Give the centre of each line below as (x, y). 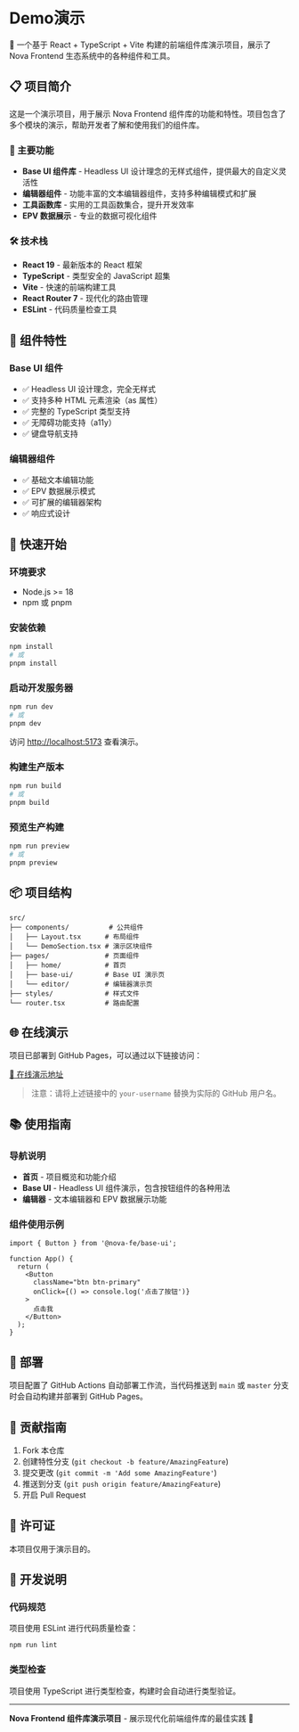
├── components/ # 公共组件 (77, 927)
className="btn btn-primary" (87, 1283)
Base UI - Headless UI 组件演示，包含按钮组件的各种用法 (126, 1188)
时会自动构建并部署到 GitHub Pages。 (79, 1397)
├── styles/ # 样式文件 (74, 993)
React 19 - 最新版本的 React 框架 (82, 265)
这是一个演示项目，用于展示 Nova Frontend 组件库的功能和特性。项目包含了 (148, 113)
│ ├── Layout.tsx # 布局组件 (74, 937)
